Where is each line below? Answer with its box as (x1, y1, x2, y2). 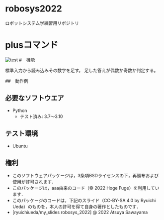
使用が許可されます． (12, 179, 56, 185)
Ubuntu (12, 143, 28, 149)
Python (12, 108, 27, 113)
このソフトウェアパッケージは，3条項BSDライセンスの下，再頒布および (12, 173, 159, 179)
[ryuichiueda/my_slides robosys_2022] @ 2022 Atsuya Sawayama (12, 210, 148, 216)
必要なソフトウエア (5, 94, 64, 103)
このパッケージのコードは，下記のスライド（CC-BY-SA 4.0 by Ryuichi (12, 198, 156, 204)
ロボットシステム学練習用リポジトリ (5, 20, 80, 26)
